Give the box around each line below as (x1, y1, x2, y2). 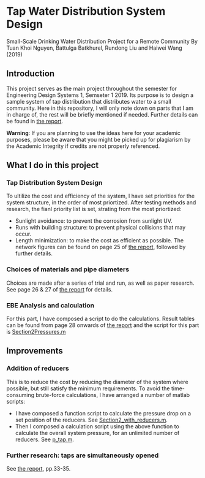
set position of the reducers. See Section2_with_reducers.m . (15, 416, 168, 423)
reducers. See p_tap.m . (15, 436, 75, 443)
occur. (15, 230, 32, 237)
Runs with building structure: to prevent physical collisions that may (15, 224, 186, 231)
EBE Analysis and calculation (6, 301, 95, 309)
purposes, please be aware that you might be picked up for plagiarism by (6, 136, 191, 143)
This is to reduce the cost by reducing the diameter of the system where (6, 378, 188, 385)
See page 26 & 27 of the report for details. (6, 285, 113, 293)
